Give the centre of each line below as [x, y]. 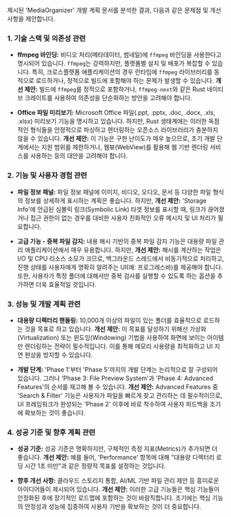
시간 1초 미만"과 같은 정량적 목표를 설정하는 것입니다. [95, 466]
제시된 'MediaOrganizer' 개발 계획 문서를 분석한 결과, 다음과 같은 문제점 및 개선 [114, 10]
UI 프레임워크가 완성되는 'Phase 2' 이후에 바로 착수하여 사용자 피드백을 [112, 404]
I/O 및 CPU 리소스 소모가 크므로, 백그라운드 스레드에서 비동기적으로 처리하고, [120, 258]
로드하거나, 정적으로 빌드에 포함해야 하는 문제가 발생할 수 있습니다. [125, 81]
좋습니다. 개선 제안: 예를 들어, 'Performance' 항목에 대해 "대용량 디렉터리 [116, 458]
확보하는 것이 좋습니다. [55, 413]
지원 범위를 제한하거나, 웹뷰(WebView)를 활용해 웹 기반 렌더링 [124, 147]
